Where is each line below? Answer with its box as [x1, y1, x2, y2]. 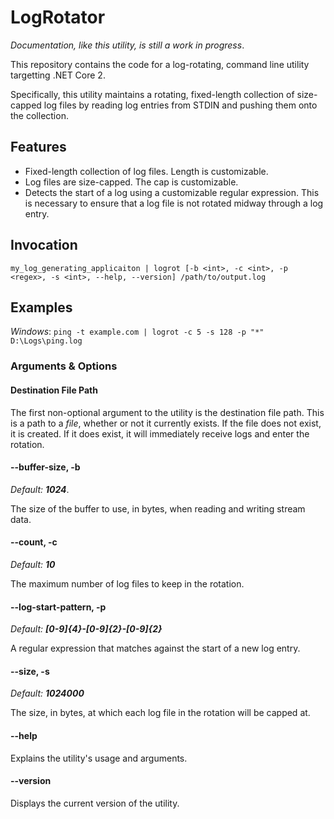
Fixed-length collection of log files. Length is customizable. [24, 165, 269, 177]
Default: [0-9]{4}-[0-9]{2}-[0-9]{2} [10, 623, 163, 635]
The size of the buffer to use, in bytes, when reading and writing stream [10, 502, 306, 515]
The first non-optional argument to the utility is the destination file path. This [10, 406, 325, 418]
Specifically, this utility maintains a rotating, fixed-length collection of [10, 88, 295, 100]
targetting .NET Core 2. [10, 69, 106, 81]
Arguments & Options [10, 359, 118, 373]
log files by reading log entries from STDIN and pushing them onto [43, 99, 318, 111]
